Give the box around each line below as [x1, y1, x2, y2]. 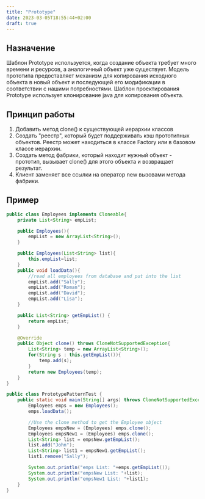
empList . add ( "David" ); [28, 290, 86, 296]
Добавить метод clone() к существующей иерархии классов [15, 126, 174, 133]
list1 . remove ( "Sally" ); [28, 453, 88, 460]
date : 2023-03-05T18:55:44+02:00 [6, 15, 92, 21]
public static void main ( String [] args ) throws [17, 397, 140, 403]
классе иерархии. [15, 145, 62, 152]
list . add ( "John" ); [28, 442, 75, 448]
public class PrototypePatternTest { [6, 392, 103, 398]
